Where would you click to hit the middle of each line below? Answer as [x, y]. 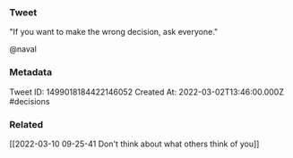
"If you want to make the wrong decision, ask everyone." [114, 32]
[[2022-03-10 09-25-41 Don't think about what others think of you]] [134, 144]
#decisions [30, 101]
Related [26, 124]
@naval [23, 49]
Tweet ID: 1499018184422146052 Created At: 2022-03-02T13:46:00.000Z [146, 92]
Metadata [30, 72]
